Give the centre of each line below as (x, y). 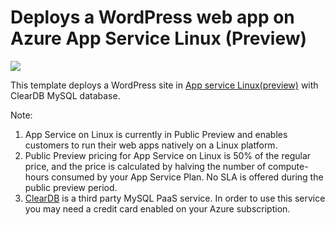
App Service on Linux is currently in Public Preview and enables (156, 134)
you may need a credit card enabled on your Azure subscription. (157, 208)
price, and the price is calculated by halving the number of (145, 166)
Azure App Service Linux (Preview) (159, 38)
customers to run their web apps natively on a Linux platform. (151, 145)
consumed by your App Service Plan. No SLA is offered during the (187, 177)
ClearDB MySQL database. (65, 95)
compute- (288, 166)
